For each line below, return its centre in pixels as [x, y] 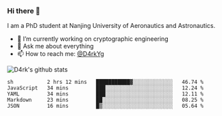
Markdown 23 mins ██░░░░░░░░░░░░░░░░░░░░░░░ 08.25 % [106, 100]
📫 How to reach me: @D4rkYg [61, 54]
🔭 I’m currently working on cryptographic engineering [93, 39]
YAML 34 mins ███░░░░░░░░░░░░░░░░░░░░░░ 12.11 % [106, 94]
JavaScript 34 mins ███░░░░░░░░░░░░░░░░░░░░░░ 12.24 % [106, 88]
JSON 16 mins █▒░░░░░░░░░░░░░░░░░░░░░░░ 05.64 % [106, 106]
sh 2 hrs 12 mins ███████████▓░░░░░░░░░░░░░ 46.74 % [106, 82]
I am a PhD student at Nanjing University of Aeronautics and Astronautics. [111, 26]
